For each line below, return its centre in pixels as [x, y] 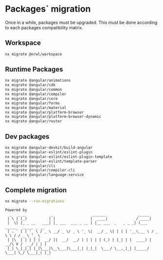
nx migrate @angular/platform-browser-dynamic [53, 117]
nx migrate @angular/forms [32, 103]
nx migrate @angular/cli [30, 166]
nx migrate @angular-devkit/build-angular [49, 148]
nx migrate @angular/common [34, 90]
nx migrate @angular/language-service [44, 175]
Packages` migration [48, 9]
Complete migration [36, 190]
